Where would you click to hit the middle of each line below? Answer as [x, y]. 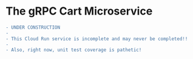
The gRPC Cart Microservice [79, 11]
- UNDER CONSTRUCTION [33, 27]
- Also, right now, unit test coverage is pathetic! [74, 50]
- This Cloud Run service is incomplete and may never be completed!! [97, 39]
